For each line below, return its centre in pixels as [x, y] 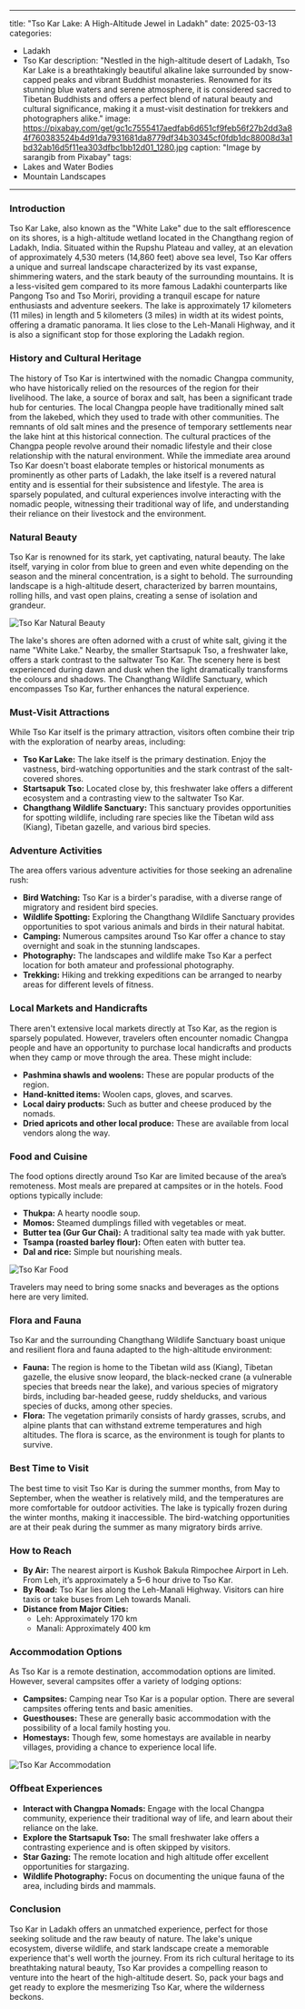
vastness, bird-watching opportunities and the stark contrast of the [148, 769]
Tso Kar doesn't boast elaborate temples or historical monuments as [137, 465]
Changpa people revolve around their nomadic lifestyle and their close [141, 446]
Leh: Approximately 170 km [87, 1618]
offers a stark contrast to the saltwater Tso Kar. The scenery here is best [145, 660]
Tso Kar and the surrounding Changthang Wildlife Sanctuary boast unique [148, 1340]
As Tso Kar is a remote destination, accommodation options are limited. [143, 1671]
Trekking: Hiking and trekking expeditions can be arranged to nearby [152, 975]
